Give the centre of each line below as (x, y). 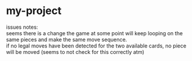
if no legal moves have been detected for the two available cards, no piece (96, 46)
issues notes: (22, 27)
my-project (34, 11)
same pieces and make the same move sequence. (67, 39)
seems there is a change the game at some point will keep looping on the (95, 33)
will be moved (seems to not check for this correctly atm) (75, 52)
